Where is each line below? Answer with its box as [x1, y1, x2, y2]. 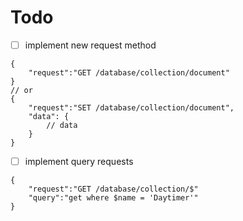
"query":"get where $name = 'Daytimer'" [28, 193, 199, 203]
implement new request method [24, 39, 157, 51]
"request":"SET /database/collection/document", [28, 103, 235, 113]
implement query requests [24, 156, 134, 167]
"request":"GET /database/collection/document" [28, 68, 230, 78]
